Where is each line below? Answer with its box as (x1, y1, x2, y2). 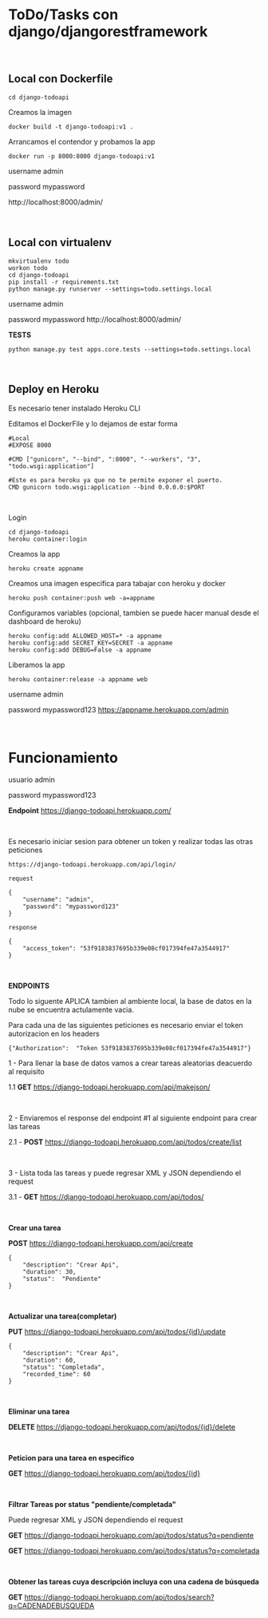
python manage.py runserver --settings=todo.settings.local (8, 285, 213, 293)
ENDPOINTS (8, 981, 50, 991)
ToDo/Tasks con (8, 6, 119, 24)
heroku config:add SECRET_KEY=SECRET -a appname (8, 639, 173, 648)
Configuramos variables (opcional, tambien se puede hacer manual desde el (8, 609, 259, 618)
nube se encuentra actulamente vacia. (8, 1005, 134, 1015)
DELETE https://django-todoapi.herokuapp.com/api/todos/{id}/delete (8, 1422, 236, 1432)
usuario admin (8, 775, 56, 784)
